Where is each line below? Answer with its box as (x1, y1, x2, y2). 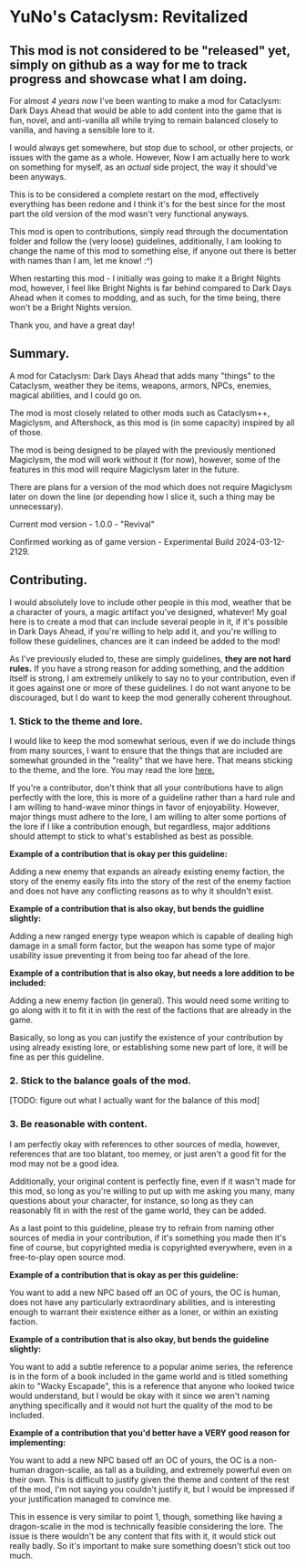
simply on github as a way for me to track (9, 57, 248, 72)
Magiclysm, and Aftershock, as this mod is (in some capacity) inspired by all (9, 417, 295, 428)
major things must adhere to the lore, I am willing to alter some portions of (9, 810, 287, 822)
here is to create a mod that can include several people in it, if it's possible (9, 616, 289, 627)
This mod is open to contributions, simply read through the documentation (9, 226, 289, 236)
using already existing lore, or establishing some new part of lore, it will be (9, 1041, 289, 1052)
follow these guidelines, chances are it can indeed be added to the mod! (9, 635, 280, 646)
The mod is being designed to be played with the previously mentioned (9, 444, 276, 455)
